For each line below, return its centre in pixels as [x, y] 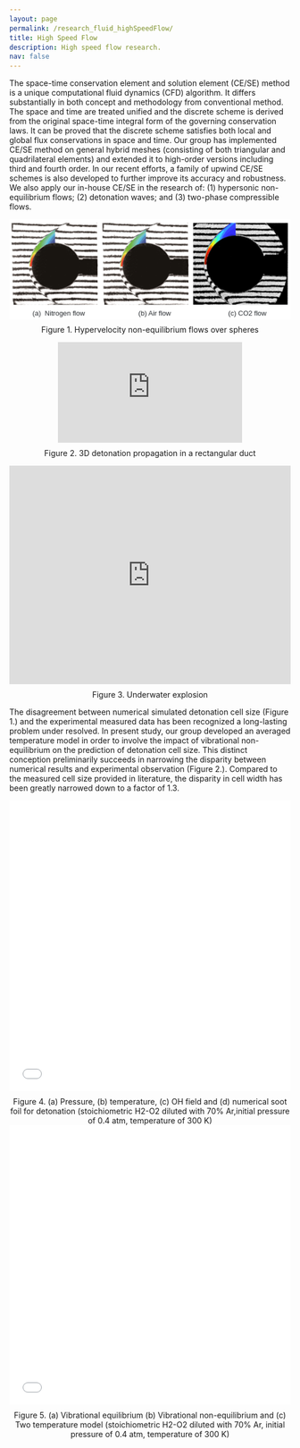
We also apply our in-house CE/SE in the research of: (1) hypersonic [134, 188]
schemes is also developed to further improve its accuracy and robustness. [148, 178]
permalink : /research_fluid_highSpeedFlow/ [92, 28]
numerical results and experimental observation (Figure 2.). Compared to [144, 768]
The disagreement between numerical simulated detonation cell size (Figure [149, 712]
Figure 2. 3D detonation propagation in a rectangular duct [150, 453]
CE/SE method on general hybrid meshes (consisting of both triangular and [147, 150]
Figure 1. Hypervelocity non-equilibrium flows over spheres [150, 329]
